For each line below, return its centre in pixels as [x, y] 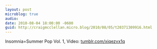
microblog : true [22, 14]
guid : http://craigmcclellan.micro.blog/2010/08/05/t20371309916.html [79, 28]
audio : [12, 18]
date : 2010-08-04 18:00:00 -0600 [39, 23]
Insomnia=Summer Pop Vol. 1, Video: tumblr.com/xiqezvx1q [65, 41]
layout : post [18, 9]
